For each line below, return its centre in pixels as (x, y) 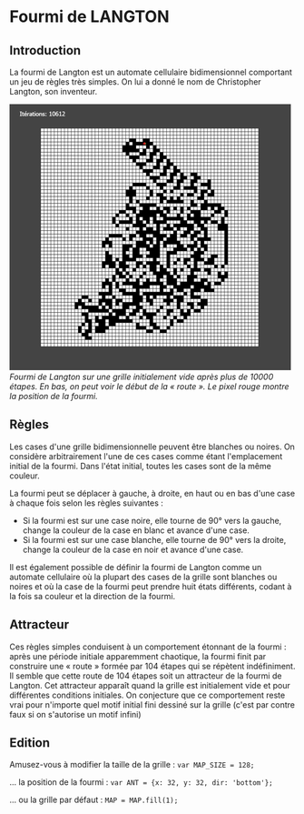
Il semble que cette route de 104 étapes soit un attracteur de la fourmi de (146, 676)
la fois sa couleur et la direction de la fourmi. (93, 596)
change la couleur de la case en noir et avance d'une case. (133, 549)
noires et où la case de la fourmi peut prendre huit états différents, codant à (151, 586)
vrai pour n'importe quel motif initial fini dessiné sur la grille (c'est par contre (152, 704)
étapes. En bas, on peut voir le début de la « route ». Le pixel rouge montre (149, 387)
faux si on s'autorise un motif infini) (76, 714)
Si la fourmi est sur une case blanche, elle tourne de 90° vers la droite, (154, 539)
